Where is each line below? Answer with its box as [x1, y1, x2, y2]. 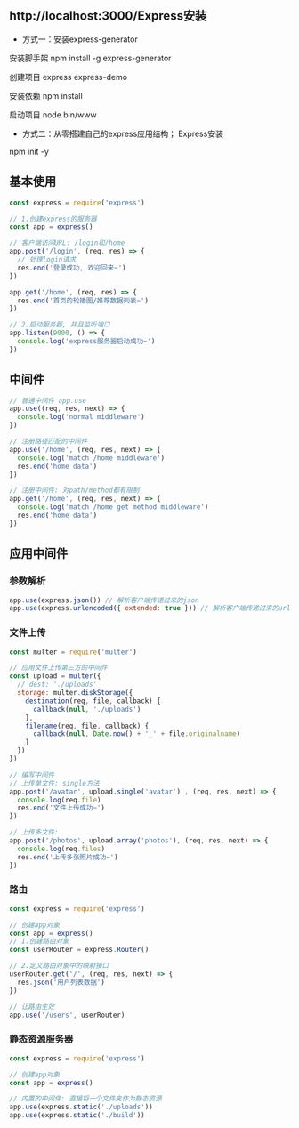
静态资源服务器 [9, 1033, 74, 1045]
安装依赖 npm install [9, 90, 83, 101]
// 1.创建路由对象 [9, 937, 69, 946]
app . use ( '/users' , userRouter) [9, 1011, 125, 1019]
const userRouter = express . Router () [9, 946, 149, 955]
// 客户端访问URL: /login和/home [9, 238, 125, 247]
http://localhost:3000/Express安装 [9, 8, 207, 24]
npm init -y [9, 146, 49, 157]
